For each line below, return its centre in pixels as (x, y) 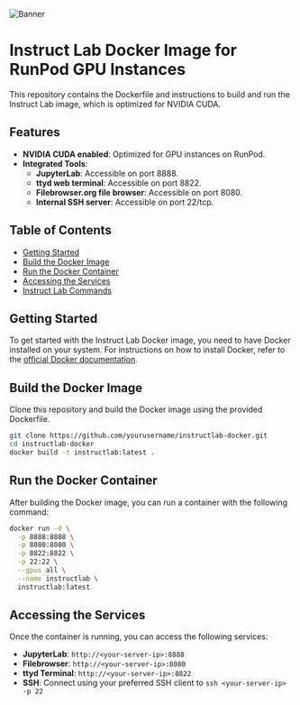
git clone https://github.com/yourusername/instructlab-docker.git (139, 436)
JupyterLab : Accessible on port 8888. (107, 173)
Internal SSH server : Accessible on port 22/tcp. (125, 202)
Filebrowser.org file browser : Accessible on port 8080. (139, 192)
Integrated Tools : (55, 163)
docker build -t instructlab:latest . (82, 452)
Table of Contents (61, 230)
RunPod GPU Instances (98, 70)
